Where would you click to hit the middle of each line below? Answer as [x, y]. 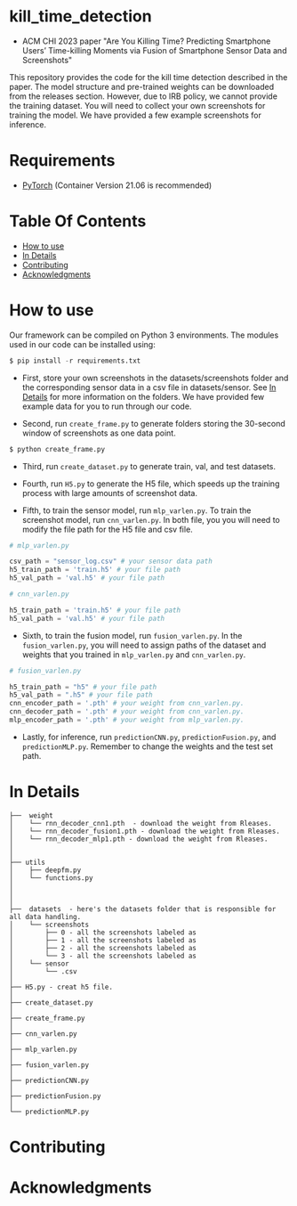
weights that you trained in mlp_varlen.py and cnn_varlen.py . [134, 654]
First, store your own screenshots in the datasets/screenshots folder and [155, 378]
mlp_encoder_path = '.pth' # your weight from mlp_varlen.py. [127, 720]
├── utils [28, 862]
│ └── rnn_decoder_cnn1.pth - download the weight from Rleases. [141, 823]
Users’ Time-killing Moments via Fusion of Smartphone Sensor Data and [154, 50]
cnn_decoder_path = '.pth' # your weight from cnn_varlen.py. [127, 712]
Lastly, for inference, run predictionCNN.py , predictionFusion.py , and [149, 737]
